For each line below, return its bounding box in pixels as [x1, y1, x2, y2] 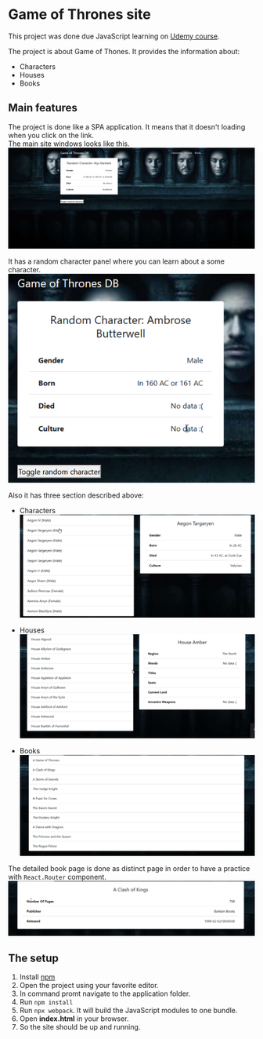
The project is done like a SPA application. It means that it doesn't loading [8, 122, 246, 131]
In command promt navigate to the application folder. [19, 989, 191, 998]
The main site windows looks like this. [8, 139, 131, 148]
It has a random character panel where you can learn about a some [8, 257, 225, 266]
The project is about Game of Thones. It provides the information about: [8, 46, 240, 56]
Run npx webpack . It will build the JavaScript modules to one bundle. [19, 1006, 238, 1015]
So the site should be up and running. [19, 1023, 141, 1032]
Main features [8, 101, 78, 115]
